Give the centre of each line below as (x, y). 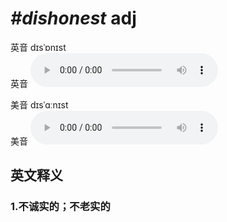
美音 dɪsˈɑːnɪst (39, 104)
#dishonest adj (73, 18)
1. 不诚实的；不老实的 (60, 207)
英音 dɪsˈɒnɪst (38, 47)
